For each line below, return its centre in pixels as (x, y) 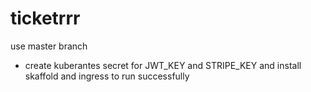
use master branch (49, 46)
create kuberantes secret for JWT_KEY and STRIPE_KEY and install (163, 65)
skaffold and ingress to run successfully (107, 76)
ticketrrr (45, 18)
